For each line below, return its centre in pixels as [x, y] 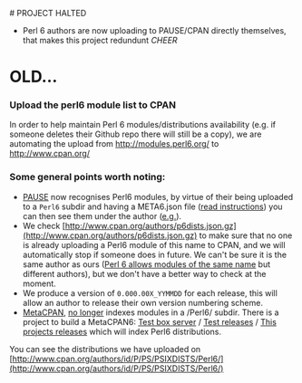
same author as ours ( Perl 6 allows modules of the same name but [146, 264]
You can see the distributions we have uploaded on [105, 349]
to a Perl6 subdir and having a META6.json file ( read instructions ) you [152, 206]
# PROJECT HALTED [48, 13]
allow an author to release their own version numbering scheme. [142, 302]
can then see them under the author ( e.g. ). [102, 215]
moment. [39, 283]
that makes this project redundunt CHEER [100, 40]
